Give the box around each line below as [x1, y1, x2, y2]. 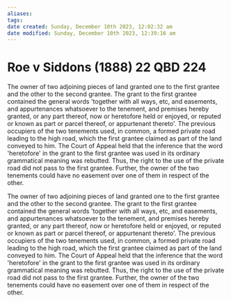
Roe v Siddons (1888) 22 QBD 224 [7, 60, 207, 75]
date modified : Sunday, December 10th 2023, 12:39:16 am [7, 29, 176, 37]
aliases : [7, 10, 33, 17]
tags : [7, 17, 23, 24]
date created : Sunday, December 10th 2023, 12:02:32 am [7, 23, 173, 30]
